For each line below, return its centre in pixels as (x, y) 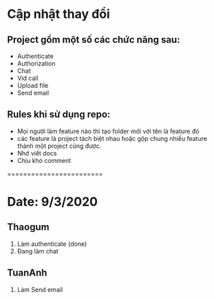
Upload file (33, 85)
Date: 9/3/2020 (53, 202)
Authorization (36, 64)
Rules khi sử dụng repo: (59, 114)
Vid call (28, 78)
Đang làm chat (38, 251)
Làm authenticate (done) (52, 244)
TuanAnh (27, 273)
